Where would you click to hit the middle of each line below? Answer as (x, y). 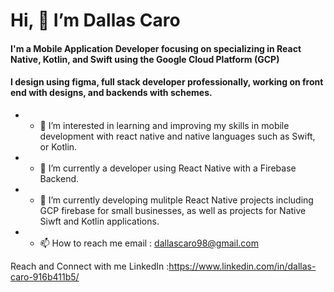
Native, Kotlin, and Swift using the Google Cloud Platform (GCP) (145, 59)
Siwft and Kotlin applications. (99, 221)
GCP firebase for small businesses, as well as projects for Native (173, 210)
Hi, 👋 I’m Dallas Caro (95, 20)
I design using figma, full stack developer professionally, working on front (167, 82)
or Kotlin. (58, 146)
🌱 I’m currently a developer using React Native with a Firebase (168, 168)
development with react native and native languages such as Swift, (177, 136)
